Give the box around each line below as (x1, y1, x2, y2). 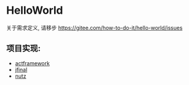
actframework (14, 59, 50, 66)
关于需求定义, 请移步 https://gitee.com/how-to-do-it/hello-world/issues (6, 24, 183, 31)
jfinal (14, 66, 28, 73)
